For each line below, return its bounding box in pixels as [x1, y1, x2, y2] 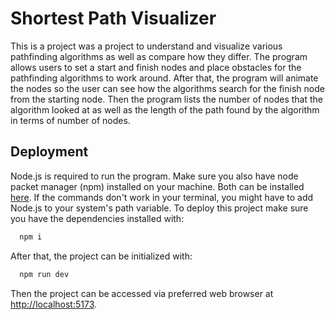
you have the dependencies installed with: [10, 212, 185, 224]
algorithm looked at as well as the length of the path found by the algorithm [10, 103, 320, 116]
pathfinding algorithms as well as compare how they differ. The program [10, 50, 308, 62]
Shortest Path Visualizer [10, 7, 217, 30]
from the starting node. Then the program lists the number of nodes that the [10, 93, 324, 105]
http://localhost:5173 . [10, 298, 98, 310]
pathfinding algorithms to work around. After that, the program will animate [10, 72, 319, 84]
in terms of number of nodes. [10, 114, 131, 126]
